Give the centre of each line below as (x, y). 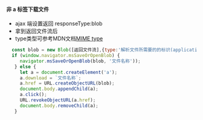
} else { (25, 67)
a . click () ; (33, 95)
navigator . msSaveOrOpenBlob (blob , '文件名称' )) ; (80, 61)
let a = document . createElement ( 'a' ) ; (69, 72)
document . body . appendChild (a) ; (59, 89)
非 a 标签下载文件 (28, 9)
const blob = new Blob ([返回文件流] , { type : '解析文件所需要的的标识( (92, 50)
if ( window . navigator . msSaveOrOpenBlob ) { (66, 56)
